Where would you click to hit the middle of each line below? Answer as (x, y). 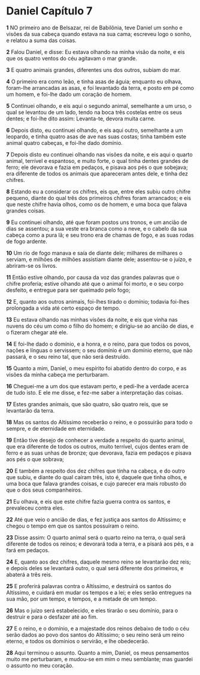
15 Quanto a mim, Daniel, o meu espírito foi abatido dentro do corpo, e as (96, 368)
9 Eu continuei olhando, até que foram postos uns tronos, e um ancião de (97, 222)
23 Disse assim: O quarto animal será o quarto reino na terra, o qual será (96, 537)
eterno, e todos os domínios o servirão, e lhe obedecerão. (78, 641)
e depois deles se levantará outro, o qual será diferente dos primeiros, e (95, 568)
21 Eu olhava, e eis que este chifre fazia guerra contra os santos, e (88, 501)
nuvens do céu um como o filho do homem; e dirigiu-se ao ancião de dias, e (100, 326)
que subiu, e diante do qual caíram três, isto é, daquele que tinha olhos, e (97, 477)
